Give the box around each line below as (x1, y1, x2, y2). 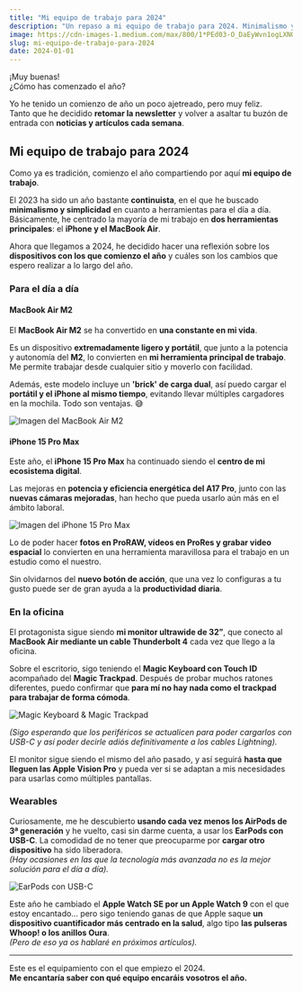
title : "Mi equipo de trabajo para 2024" (9, 13, 167, 23)
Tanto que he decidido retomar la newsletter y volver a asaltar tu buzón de (9, 108, 289, 119)
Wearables (9, 795, 58, 807)
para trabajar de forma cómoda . (9, 691, 130, 703)
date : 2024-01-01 (9, 47, 75, 56)
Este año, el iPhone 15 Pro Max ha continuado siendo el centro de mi (9, 456, 265, 467)
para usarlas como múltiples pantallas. (9, 772, 153, 784)
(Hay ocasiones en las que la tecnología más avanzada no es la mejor (9, 853, 271, 865)
